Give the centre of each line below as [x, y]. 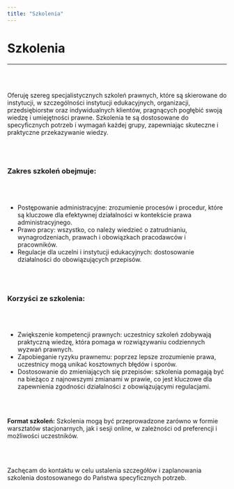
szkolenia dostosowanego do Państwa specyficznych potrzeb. [97, 478]
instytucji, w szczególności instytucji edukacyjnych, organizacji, [99, 103]
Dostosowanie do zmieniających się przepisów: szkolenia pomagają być [120, 372]
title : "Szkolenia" [36, 14]
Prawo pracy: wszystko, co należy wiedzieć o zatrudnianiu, [102, 229]
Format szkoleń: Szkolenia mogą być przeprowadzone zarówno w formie [112, 421]
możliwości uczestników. [43, 436]
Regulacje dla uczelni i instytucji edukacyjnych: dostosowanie [106, 251]
